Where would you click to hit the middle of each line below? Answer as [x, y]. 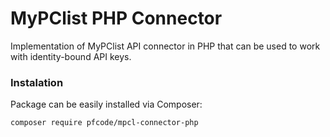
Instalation [37, 82]
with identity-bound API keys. [71, 56]
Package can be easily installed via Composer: [106, 104]
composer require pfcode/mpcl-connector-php [104, 123]
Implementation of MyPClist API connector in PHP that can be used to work [165, 46]
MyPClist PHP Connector [116, 18]
